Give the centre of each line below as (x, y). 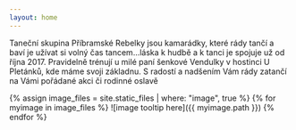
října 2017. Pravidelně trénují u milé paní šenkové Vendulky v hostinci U (140, 61)
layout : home (34, 17)
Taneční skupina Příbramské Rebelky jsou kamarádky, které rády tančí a (142, 43)
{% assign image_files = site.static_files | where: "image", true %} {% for (143, 98)
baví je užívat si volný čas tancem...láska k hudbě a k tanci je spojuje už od (147, 52)
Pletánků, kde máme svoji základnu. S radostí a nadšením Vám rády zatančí (148, 71)
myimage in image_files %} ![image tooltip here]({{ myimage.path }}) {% (142, 107)
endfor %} (28, 117)
